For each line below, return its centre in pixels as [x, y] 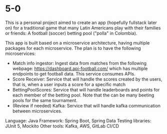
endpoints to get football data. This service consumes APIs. [74, 73]
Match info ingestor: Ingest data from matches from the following [79, 63]
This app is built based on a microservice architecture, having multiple [77, 42]
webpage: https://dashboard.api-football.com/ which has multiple [80, 68]
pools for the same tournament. [45, 100]
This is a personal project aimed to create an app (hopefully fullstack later [81, 22]
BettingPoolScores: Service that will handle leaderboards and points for [86, 89]
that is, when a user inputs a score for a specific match [69, 84]
